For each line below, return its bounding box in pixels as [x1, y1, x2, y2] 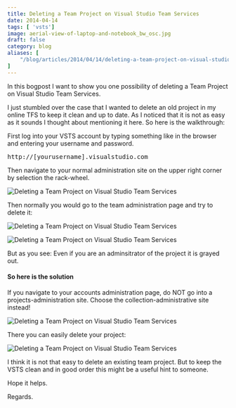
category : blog [7, 43, 52, 50]
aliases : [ [7, 50, 39, 57]
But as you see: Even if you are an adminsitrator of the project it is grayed [7, 249, 220, 257]
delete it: [7, 208, 33, 217]
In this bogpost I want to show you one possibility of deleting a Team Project [7, 82, 228, 90]
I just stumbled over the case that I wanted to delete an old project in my [7, 103, 216, 111]
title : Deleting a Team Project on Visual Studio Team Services [7, 10, 199, 18]
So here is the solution [7, 272, 74, 281]
